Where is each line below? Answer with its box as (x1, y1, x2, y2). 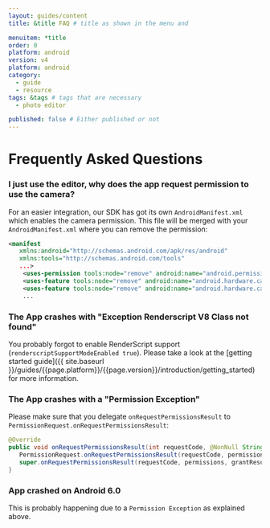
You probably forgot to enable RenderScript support (8, 339, 181, 349)
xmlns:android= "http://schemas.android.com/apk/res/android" (18, 247, 228, 256)
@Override (8, 436, 42, 444)
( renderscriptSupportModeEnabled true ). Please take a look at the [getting (8, 347, 252, 358)
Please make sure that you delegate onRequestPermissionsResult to (8, 411, 231, 422)
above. (8, 511, 31, 521)
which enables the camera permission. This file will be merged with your (8, 215, 248, 225)
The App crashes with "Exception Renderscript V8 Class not (8, 311, 249, 322)
